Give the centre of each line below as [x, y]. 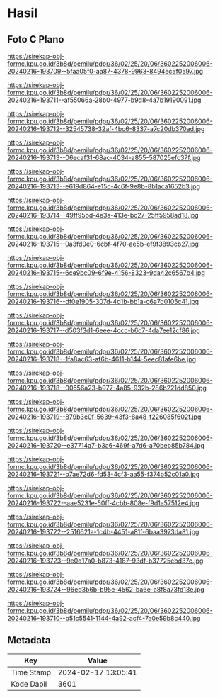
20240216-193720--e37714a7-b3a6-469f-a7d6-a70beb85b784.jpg [106, 445]
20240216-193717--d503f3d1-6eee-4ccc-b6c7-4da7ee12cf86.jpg [104, 330]
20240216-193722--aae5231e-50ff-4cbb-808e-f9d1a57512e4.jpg [103, 503]
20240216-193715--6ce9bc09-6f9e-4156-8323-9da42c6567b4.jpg [106, 273]
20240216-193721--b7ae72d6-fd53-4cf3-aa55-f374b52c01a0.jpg [104, 474]
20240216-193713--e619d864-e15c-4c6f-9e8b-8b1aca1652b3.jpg [104, 186]
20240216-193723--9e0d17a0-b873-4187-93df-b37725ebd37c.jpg [105, 561]
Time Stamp [31, 672]
